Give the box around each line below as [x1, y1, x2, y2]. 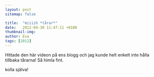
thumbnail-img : [5, 30, 36, 35]
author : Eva [5, 34, 29, 39]
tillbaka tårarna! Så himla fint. [5, 57, 64, 63]
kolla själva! [5, 66, 29, 72]
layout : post [5, 7, 32, 12]
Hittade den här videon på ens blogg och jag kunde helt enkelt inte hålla [5, 52, 150, 58]
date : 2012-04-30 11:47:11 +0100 [5, 25, 77, 30]
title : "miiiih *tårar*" [5, 20, 58, 25]
